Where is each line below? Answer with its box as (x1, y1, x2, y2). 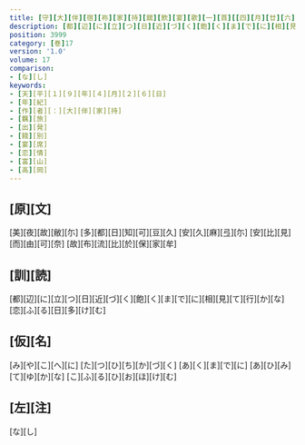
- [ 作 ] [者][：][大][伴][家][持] (9, 106, 123, 115)
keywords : (9, 81, 47, 90)
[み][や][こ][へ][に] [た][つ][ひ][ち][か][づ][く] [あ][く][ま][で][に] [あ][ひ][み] (9, 360, 292, 371)
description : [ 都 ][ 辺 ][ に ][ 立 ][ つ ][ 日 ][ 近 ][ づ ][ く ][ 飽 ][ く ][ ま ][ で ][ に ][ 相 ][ (9, 22, 290, 31)
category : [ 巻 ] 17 (9, 38, 74, 48)
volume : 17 (9, 55, 51, 64)
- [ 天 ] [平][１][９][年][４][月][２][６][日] (9, 89, 167, 98)
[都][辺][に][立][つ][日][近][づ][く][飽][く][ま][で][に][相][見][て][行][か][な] (9, 293, 285, 304)
